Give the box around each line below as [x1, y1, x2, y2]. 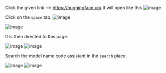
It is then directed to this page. [5, 34, 69, 39]
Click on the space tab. [5, 14, 52, 20]
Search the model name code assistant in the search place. [5, 53, 127, 59]
